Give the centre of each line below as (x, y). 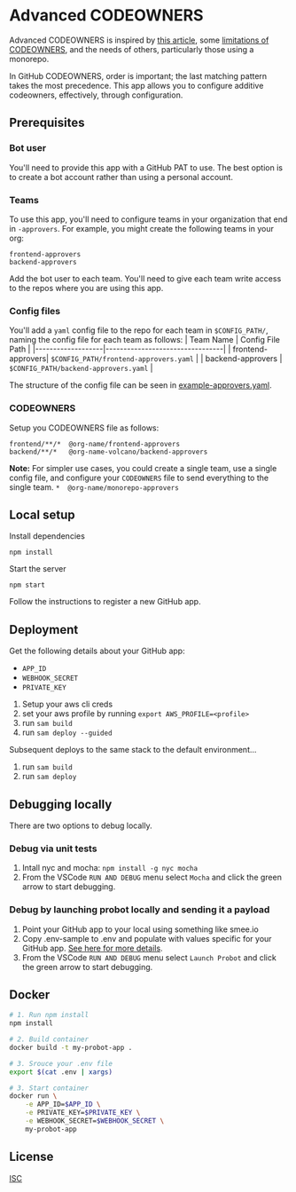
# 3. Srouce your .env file (61, 1063)
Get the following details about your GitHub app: (97, 651)
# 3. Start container (49, 1088)
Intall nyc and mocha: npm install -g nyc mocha (109, 868)
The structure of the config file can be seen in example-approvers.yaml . (140, 385)
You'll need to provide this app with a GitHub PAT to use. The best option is (146, 167)
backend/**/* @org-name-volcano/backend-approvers (109, 452)
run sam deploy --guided (67, 732)
